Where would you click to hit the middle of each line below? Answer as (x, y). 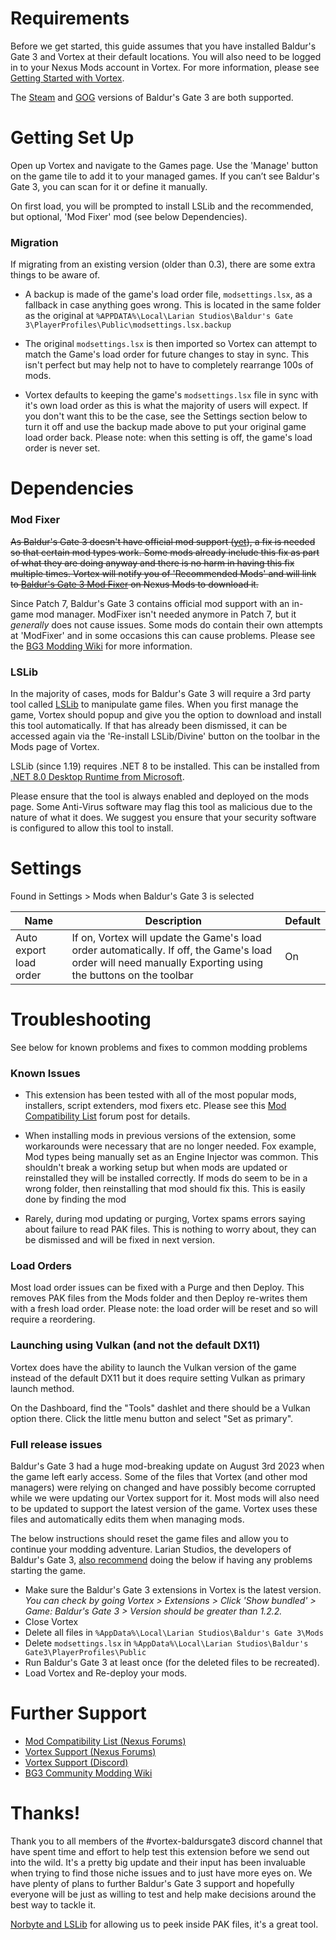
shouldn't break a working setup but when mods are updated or (156, 1168)
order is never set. (62, 448)
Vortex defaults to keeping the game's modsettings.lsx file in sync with (171, 395)
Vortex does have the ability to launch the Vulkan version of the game (153, 1367)
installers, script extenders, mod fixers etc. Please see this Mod (155, 1106)
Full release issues (56, 1444)
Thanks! (45, 1813)
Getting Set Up (72, 138)
